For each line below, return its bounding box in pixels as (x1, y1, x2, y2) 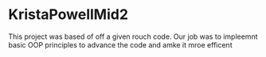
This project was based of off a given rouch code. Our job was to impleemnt (8, 32, 258, 41)
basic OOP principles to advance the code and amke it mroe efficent (8, 40, 233, 49)
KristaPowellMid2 (8, 6, 129, 24)
